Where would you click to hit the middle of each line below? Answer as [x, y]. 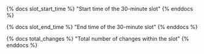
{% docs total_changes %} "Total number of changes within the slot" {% [98, 39]
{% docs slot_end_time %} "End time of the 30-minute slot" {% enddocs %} [102, 27]
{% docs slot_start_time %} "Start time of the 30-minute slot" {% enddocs [100, 9]
